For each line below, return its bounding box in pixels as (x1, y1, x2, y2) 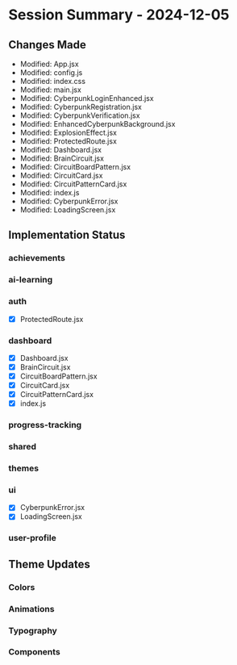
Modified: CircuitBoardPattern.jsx (19, 162, 131, 171)
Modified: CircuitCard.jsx (19, 171, 103, 180)
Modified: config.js (19, 68, 83, 77)
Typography (8, 625, 58, 636)
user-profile (8, 533, 56, 544)
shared (8, 441, 37, 453)
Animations (8, 603, 55, 614)
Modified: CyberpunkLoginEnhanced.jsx (19, 94, 155, 102)
